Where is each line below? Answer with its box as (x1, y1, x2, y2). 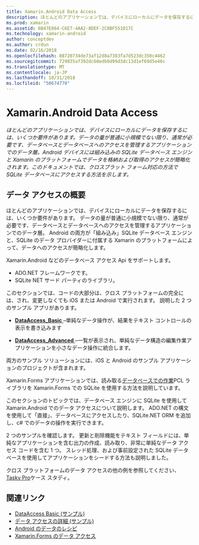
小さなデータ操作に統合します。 (56, 344, 134, 351)
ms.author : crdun (6, 42, 49, 48)
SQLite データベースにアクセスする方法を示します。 (6, 170, 132, 178)
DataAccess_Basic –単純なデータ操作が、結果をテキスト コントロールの (14, 316, 192, 324)
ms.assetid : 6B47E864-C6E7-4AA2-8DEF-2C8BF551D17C (6, 25, 134, 31)
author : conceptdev (6, 36, 54, 42)
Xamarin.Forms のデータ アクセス (14, 532, 97, 539)
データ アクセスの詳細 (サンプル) (14, 517, 94, 524)
